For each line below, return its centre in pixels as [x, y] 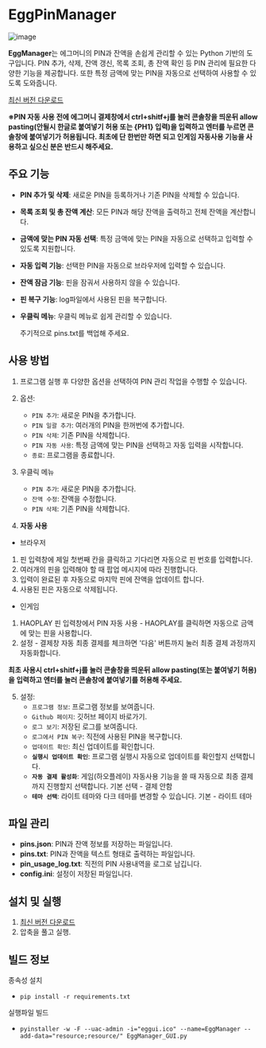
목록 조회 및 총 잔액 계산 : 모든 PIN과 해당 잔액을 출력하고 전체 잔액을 [124, 212]
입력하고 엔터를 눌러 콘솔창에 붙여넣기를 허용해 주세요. [99, 680]
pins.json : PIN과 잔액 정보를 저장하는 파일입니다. [96, 844]
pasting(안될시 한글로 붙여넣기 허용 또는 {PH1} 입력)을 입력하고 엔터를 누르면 [127, 127]
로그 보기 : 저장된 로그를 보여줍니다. [85, 727]
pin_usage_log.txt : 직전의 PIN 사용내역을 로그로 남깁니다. [111, 864]
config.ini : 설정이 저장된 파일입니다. [76, 874]
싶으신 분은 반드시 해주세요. [71, 146]
